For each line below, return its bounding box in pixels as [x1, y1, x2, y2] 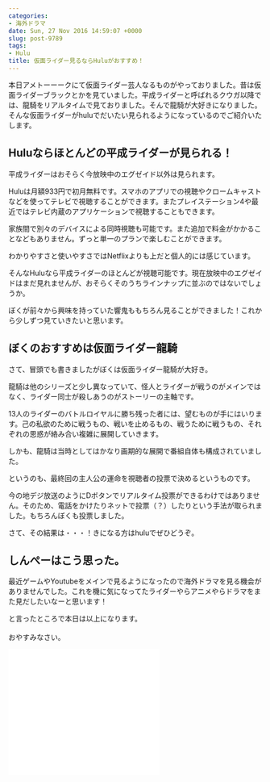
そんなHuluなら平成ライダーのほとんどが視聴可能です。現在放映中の [8, 268, 235, 278]
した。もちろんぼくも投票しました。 [8, 510, 129, 521]
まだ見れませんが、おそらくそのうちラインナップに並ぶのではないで [22, 278, 248, 287]
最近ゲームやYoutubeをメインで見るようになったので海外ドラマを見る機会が [8, 576, 262, 586]
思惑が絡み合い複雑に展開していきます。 [29, 429, 164, 438]
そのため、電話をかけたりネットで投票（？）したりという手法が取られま [22, 500, 263, 510]
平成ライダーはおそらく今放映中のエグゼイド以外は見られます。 [8, 169, 220, 178]
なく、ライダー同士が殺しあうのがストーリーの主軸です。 [8, 391, 199, 401]
